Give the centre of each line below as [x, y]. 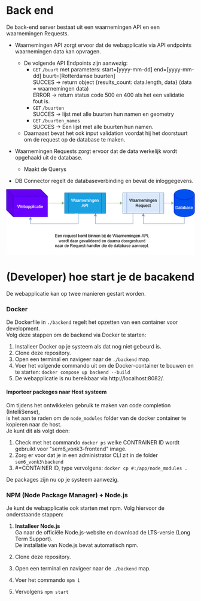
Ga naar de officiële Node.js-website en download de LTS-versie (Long [102, 533]
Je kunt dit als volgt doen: [38, 431]
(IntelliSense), [23, 412]
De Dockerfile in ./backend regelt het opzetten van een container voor [92, 322]
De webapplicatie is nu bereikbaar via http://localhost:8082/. [89, 378]
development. [23, 328]
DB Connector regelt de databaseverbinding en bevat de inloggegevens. [104, 181]
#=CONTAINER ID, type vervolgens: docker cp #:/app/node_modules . [101, 468]
